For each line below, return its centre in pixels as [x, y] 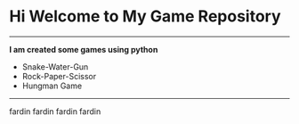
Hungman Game [52, 86]
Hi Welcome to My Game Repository [145, 17]
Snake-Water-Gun [55, 66]
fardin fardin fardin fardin [55, 111]
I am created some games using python [84, 49]
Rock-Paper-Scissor [59, 76]
